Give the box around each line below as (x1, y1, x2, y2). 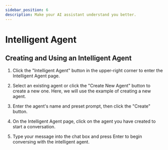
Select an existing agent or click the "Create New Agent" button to (12, 82, 150, 88)
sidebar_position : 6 (5, 7, 49, 13)
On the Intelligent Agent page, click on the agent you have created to (12, 118, 156, 124)
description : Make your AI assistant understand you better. (5, 12, 137, 17)
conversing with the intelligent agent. (12, 138, 90, 144)
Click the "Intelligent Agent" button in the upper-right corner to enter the (12, 67, 163, 73)
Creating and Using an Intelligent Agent (5, 54, 132, 63)
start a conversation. (12, 123, 55, 129)
